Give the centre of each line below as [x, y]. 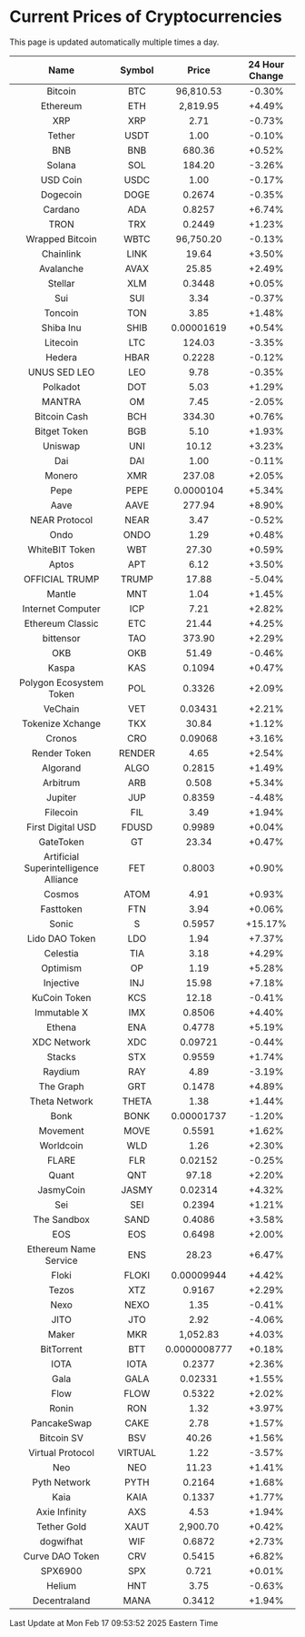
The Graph [61, 1086]
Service [61, 1260]
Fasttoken [62, 909]
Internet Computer [62, 609]
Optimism [61, 968]
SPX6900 [61, 1571]
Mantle [62, 593]
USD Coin [61, 179]
